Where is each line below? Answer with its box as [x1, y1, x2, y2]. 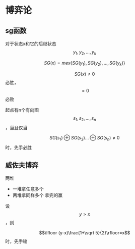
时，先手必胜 [5, 144, 32, 151]
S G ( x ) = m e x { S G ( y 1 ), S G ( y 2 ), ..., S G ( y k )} [44, 60, 125, 67]
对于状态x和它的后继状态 [5, 41, 56, 46]
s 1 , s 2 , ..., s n [73, 115, 97, 122]
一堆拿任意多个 [12, 186, 44, 192]
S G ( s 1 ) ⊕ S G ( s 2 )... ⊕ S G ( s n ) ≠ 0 [49, 135, 120, 142]
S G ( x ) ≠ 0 [74, 71, 95, 77]
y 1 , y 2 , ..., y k [73, 49, 97, 56]
